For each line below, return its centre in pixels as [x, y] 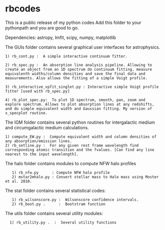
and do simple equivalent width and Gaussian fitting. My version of [79, 109]
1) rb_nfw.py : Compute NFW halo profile [61, 173]
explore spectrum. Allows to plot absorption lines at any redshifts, [80, 104]
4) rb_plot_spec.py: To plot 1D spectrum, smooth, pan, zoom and [75, 100]
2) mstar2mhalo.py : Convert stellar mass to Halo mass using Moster [85, 177]
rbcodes [23, 9]
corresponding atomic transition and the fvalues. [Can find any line [80, 150]
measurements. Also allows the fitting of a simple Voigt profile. [77, 78]
